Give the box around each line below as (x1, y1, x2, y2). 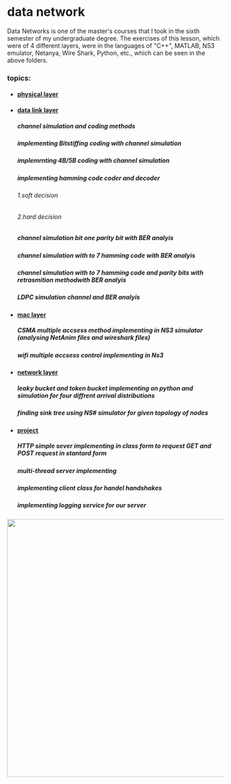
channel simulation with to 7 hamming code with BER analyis (16, 251, 196, 259)
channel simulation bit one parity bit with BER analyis (16, 234, 174, 242)
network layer (16, 369, 58, 377)
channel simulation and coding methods (16, 122, 135, 130)
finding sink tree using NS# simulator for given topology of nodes (16, 409, 208, 417)
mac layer (16, 310, 47, 318)
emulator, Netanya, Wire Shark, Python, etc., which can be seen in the (7, 49, 206, 57)
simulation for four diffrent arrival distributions (16, 391, 155, 400)
